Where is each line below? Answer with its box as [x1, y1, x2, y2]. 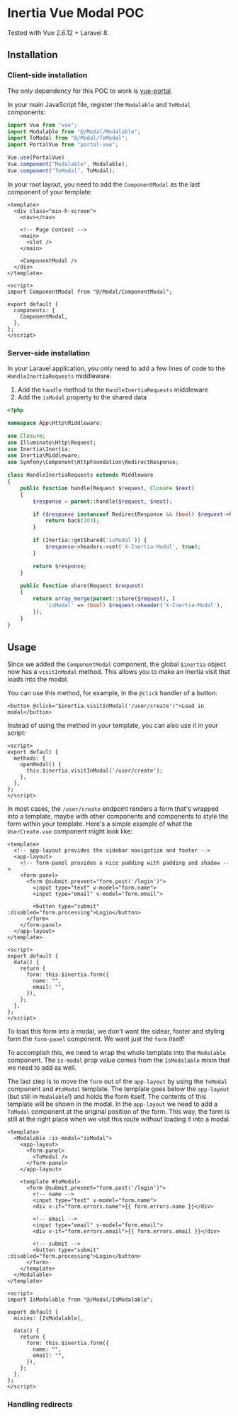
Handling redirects [7, 1400, 73, 1410]
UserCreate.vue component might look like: [7, 827, 133, 836]
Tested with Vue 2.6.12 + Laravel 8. [7, 28, 110, 37]
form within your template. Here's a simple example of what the [7, 819, 193, 828]
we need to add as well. [7, 1063, 76, 1072]
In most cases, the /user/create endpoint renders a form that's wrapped [7, 804, 220, 813]
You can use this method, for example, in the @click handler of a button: [7, 689, 217, 697]
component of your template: [7, 187, 93, 196]
